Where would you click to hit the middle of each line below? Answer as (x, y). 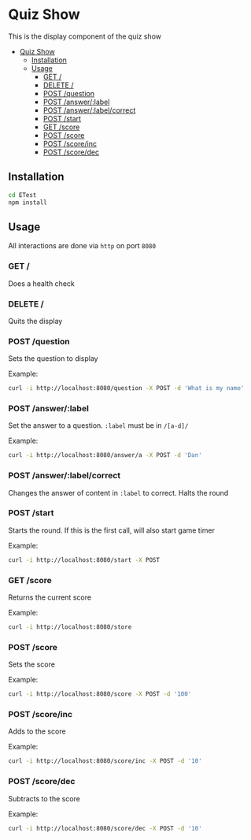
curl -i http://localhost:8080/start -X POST (84, 560)
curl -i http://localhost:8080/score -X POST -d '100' (100, 694)
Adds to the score (37, 731)
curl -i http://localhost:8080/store (70, 627)
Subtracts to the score (44, 798)
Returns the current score (50, 597)
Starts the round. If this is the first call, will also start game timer (111, 530)
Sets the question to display (53, 359)
